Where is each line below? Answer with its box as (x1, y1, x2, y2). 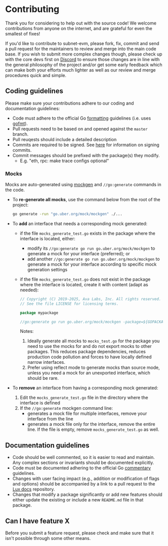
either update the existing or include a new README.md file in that (12, 497, 143, 503)
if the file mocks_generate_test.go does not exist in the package (19, 276, 151, 282)
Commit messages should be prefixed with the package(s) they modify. (12, 152, 160, 158)
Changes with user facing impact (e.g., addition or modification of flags (12, 475, 159, 481)
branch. (12, 131, 29, 137)
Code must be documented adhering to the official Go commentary (12, 465, 151, 471)
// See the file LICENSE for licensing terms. (19, 301, 119, 306)
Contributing (5, 4, 59, 15)
